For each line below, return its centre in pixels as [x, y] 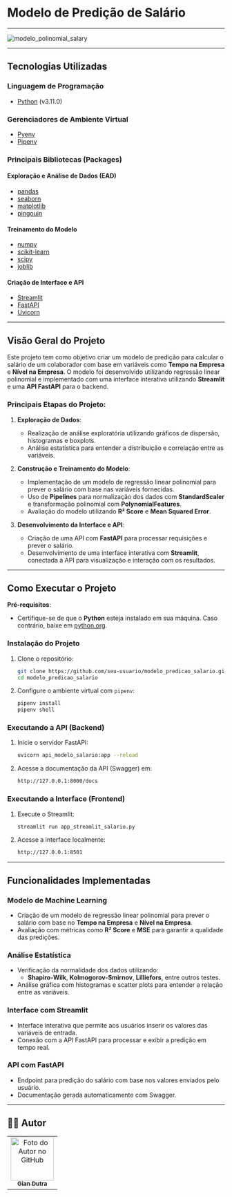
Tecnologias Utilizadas [57, 67]
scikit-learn [33, 252]
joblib [25, 267]
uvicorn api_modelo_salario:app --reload [78, 755]
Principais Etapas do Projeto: [57, 404]
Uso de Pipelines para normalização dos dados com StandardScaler [126, 496]
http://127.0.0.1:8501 [50, 852]
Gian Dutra [32, 1184]
